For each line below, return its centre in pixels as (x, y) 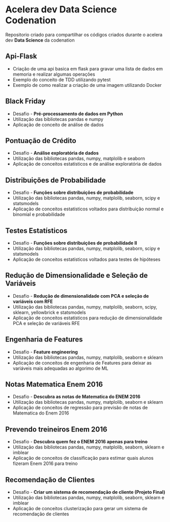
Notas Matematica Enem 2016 (54, 384)
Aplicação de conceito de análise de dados (58, 124)
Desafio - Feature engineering (45, 352)
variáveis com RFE (33, 301)
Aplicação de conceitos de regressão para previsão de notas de (80, 408)
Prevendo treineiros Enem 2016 (56, 429)
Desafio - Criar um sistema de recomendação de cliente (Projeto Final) (89, 492)
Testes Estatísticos (36, 231)
